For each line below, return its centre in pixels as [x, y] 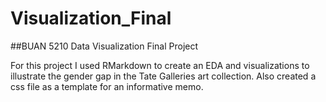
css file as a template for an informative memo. [107, 86]
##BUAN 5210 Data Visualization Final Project [104, 46]
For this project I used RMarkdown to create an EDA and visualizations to [160, 65]
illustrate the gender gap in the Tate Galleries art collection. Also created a [163, 76]
